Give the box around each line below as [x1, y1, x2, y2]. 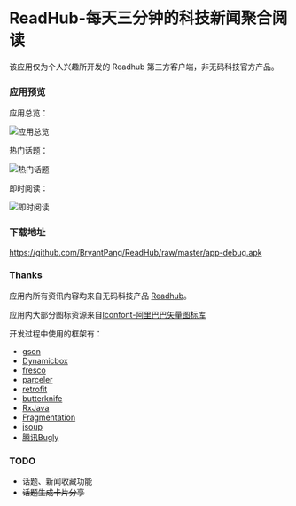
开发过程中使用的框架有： [9, 328, 103, 338]
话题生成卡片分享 [21, 487, 85, 498]
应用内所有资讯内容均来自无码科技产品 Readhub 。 [9, 290, 192, 301]
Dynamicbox [21, 355, 68, 366]
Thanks [9, 269, 43, 281]
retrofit [21, 383, 48, 394]
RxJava [21, 402, 50, 413]
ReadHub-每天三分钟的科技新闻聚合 [9, 8, 273, 28]
